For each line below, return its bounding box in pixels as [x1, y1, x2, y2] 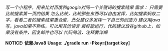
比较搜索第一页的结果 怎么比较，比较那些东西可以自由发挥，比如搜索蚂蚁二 [5, 10, 160, 16]
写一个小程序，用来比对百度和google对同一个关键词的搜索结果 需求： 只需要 [5, 4, 163, 10]
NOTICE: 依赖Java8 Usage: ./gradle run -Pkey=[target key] [5, 40, 130, 46]
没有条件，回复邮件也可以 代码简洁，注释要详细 [9, 29, 108, 35]
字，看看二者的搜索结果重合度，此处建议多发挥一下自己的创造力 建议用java [5, 17, 160, 22]
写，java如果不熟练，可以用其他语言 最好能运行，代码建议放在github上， [5, 23, 156, 29]
